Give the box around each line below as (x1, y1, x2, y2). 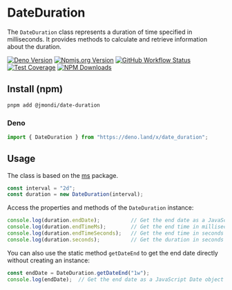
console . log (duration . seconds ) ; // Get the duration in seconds (7, 236, 224, 243)
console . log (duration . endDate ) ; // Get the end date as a (7, 217, 206, 224)
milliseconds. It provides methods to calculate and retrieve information (7, 35, 208, 43)
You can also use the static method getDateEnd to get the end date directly (7, 248, 219, 257)
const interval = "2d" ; (7, 185, 76, 192)
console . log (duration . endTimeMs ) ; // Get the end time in (7, 224, 199, 230)
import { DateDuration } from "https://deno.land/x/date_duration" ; (7, 134, 209, 141)
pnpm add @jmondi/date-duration (7, 102, 100, 109)
